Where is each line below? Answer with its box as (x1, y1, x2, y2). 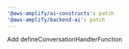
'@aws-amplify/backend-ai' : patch (7, 16, 106, 23)
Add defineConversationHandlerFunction (7, 35, 123, 43)
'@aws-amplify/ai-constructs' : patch (7, 10, 115, 17)
